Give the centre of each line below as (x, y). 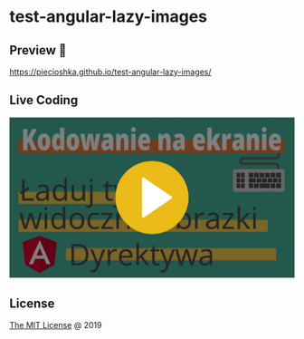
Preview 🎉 (38, 50)
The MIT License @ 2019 (56, 325)
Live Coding (44, 100)
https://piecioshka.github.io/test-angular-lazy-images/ (110, 72)
